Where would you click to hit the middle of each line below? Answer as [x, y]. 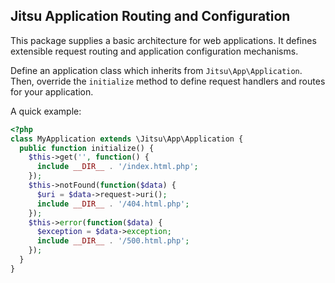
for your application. [52, 91]
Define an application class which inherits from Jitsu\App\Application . [156, 70]
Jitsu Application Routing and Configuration [150, 16]
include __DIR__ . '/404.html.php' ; [113, 204]
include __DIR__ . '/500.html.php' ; [113, 241]
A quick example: [46, 111]
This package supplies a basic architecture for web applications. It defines [163, 40]
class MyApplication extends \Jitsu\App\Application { [127, 139]
